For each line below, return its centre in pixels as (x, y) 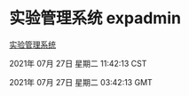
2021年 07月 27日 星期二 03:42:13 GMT (81, 82)
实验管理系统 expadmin (95, 18)
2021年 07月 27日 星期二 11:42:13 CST (78, 63)
